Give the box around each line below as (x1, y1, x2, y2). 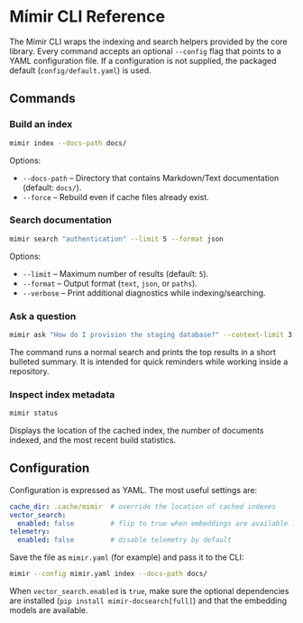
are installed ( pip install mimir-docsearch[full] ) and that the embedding (9, 595, 287, 606)
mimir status (9, 408, 59, 418)
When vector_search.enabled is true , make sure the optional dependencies (9, 586, 289, 597)
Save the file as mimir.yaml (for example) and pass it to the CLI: (9, 552, 244, 563)
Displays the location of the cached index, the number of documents (9, 426, 264, 436)
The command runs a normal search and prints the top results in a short (9, 346, 277, 357)
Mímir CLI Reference (9, 6, 165, 27)
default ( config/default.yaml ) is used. (9, 65, 151, 76)
